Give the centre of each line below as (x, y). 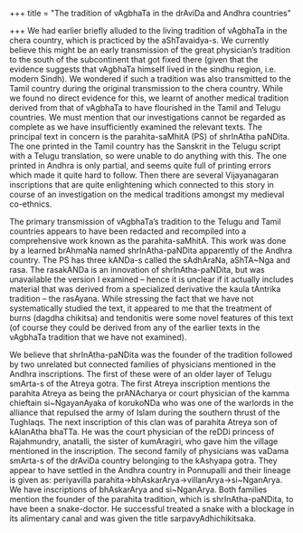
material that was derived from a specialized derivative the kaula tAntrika (145, 289)
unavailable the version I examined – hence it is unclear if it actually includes (151, 279)
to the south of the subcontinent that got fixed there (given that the (134, 59)
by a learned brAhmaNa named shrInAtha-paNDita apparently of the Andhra (151, 250)
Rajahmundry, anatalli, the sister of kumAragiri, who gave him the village (144, 441)
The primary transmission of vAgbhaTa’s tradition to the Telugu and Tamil (146, 222)
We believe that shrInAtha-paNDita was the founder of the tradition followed (151, 354)
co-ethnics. (31, 204)
